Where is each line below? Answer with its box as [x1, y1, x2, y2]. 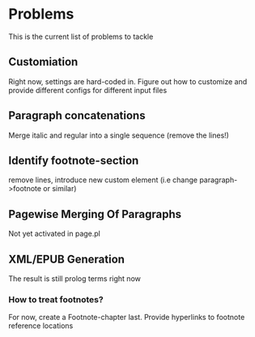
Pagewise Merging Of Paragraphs [8, 207, 182, 221]
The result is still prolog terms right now [8, 274, 142, 284]
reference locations [8, 321, 74, 331]
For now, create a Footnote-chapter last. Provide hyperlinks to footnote [8, 313, 245, 322]
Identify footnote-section [8, 153, 139, 167]
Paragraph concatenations [8, 109, 146, 122]
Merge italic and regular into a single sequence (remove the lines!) [8, 130, 229, 140]
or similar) [43, 184, 77, 194]
